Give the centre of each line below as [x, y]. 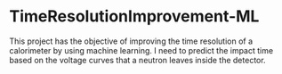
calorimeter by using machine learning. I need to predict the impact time [141, 50]
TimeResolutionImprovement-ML [134, 16]
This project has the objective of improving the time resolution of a [131, 41]
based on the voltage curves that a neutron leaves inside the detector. [137, 60]
